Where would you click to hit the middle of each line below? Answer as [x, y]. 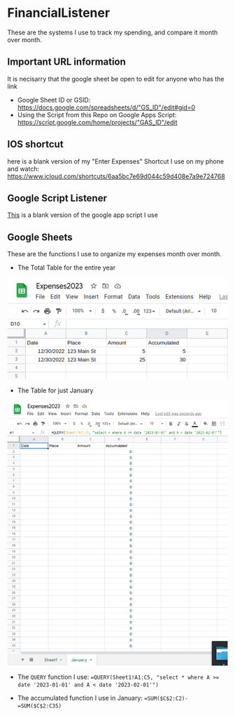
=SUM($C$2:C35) [40, 706]
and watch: [23, 168]
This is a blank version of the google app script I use [83, 215]
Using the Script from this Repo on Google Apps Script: [97, 114]
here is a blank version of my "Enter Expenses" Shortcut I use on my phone [116, 161]
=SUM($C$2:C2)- [166, 698]
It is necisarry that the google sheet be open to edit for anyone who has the [116, 79]
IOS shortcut [36, 144]
